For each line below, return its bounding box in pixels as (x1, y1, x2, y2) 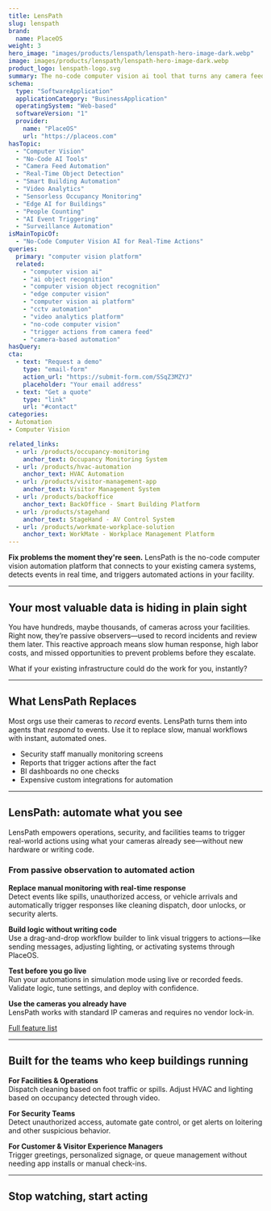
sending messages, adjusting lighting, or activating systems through (8, 942, 236, 951)
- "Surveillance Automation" (15, 222, 114, 231)
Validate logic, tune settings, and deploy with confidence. (8, 983, 199, 993)
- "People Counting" (15, 207, 85, 215)
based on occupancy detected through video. (8, 1093, 161, 1103)
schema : (8, 79, 35, 87)
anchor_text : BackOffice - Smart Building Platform (23, 500, 200, 508)
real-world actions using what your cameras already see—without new (8, 836, 244, 845)
